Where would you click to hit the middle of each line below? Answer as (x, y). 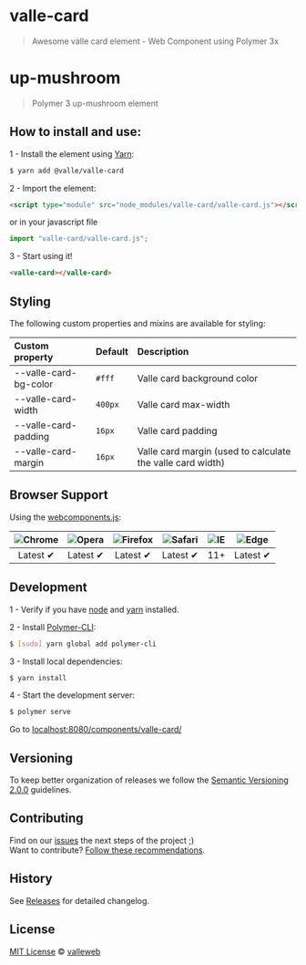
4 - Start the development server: (72, 695)
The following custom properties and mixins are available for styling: (138, 323)
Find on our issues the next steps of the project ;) (102, 840)
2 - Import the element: (53, 188)
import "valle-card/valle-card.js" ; (79, 239)
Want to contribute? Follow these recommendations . (107, 850)
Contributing (46, 819)
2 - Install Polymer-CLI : (53, 627)
